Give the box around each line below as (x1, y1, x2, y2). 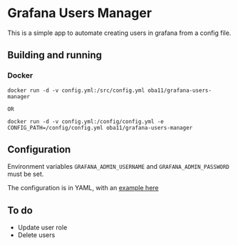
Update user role (17, 223, 68, 232)
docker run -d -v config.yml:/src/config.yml (7, 87, 145, 94)
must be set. (7, 170, 44, 179)
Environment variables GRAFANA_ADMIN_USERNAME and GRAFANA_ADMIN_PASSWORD (7, 162, 230, 171)
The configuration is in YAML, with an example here (7, 184, 159, 192)
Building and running (7, 49, 102, 61)
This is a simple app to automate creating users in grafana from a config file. (7, 28, 232, 37)
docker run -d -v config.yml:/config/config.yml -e (7, 118, 164, 125)
